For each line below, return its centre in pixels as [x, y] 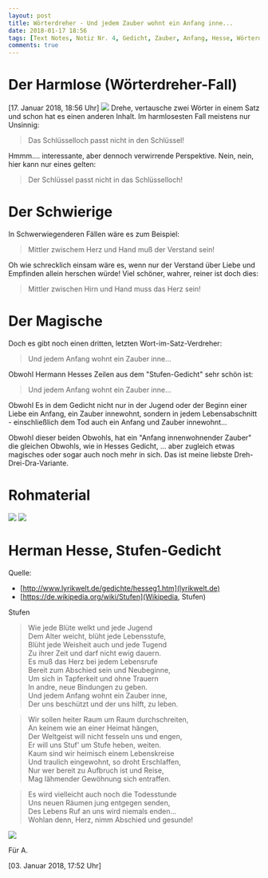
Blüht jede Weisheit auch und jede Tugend [97, 644]
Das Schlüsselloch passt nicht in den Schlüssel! [106, 140]
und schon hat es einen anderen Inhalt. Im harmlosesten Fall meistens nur [130, 117]
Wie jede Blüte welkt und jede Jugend [90, 627]
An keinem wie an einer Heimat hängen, [93, 728]
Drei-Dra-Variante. [39, 463]
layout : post [30, 16]
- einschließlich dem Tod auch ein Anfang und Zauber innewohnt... [118, 422]
